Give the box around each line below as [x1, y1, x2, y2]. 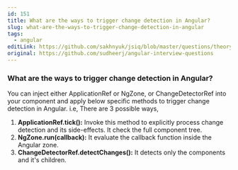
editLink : [7, 43, 37, 50]
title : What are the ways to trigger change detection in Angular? [7, 17, 211, 24]
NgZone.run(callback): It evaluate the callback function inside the [17, 133, 212, 142]
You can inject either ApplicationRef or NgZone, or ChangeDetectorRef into [7, 89, 227, 98]
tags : [7, 30, 23, 38]
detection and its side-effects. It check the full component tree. [17, 125, 203, 135]
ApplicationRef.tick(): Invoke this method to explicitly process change [17, 118, 224, 127]
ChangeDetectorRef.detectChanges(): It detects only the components [17, 148, 225, 157]
